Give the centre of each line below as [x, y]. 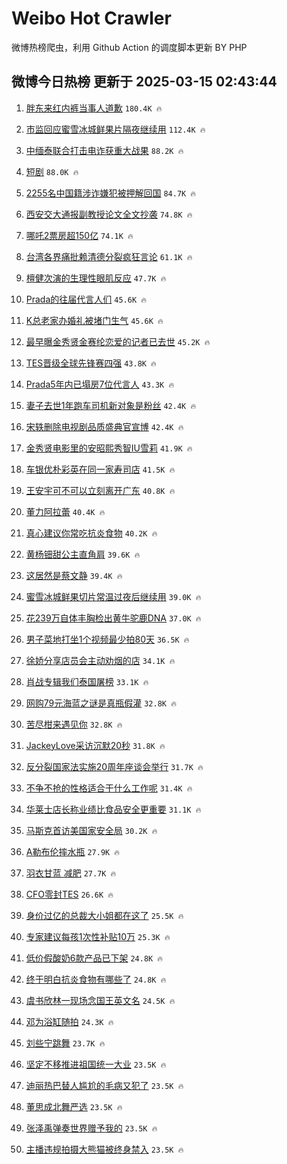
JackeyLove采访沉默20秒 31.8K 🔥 [95, 745]
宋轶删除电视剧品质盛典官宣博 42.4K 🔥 [104, 426]
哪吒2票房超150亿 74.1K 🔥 [79, 235]
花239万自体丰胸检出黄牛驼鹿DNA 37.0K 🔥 [113, 618]
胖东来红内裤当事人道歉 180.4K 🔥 [94, 108]
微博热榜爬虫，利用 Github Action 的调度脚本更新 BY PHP [129, 47]
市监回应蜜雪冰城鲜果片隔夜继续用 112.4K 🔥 [115, 129]
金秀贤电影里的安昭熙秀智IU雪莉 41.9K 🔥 [109, 448]
